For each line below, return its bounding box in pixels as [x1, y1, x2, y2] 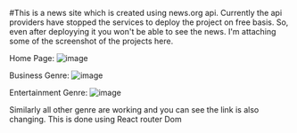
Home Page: [9, 53, 55, 63]
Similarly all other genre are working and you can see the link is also [9, 105, 260, 114]
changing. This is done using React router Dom [9, 114, 182, 124]
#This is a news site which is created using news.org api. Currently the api [9, 8, 283, 18]
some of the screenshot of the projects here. [9, 35, 174, 46]
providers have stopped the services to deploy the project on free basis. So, [9, 17, 289, 27]
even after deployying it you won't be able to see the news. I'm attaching [9, 27, 276, 36]
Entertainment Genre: [9, 88, 88, 98]
